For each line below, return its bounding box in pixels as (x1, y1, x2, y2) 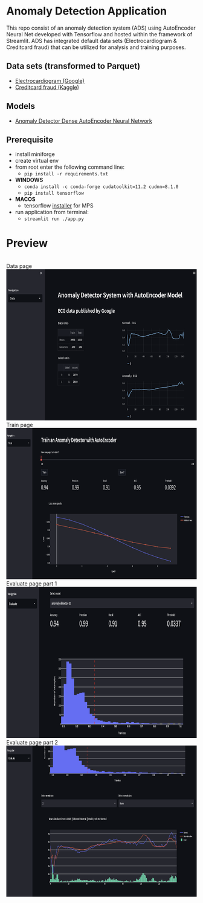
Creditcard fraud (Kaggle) (14, 83, 80, 91)
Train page (6, 422, 33, 429)
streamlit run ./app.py (24, 216, 85, 222)
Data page (6, 262, 32, 270)
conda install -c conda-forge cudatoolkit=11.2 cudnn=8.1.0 (24, 184, 179, 190)
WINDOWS (14, 177, 43, 184)
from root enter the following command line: (14, 163, 125, 171)
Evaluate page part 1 (6, 580, 57, 587)
